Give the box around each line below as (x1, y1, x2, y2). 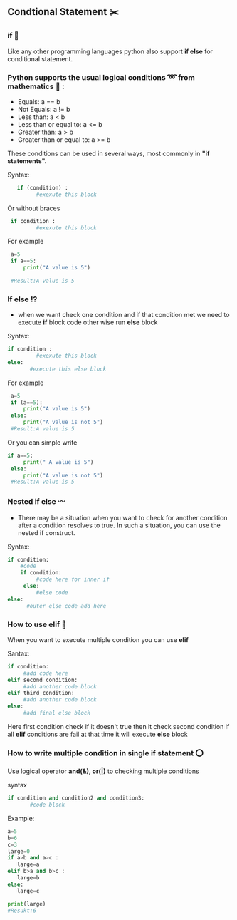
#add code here (23, 669, 69, 677)
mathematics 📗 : (7, 81, 65, 91)
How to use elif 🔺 (7, 619, 67, 629)
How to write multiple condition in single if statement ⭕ (7, 748, 204, 758)
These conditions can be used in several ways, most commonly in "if (7, 149, 210, 157)
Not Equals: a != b (17, 105, 70, 113)
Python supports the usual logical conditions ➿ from (7, 72, 196, 82)
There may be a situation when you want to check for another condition (17, 513, 228, 522)
